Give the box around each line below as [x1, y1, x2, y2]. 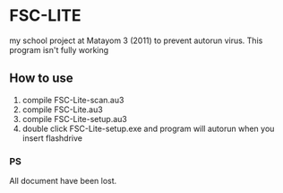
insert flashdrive [21, 132, 83, 144]
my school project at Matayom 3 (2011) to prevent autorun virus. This [9, 35, 263, 46]
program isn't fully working [9, 44, 109, 55]
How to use [9, 71, 73, 86]
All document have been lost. [9, 176, 117, 187]
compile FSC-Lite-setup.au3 [21, 113, 127, 124]
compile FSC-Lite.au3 [21, 104, 103, 115]
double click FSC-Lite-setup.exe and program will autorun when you [21, 123, 275, 134]
